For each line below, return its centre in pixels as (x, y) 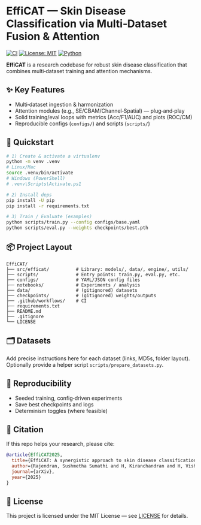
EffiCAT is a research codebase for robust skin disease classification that (97, 65)
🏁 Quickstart (30, 142)
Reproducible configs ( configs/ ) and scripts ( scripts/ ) (83, 123)
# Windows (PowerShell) (36, 179)
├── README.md (24, 311)
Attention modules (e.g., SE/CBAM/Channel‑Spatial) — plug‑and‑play (100, 111)
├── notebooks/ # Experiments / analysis (73, 285)
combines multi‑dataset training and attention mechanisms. (79, 71)
